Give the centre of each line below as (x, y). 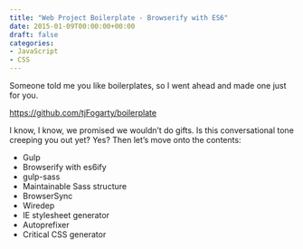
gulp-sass (41, 177)
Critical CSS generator (64, 235)
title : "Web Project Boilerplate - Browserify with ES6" (119, 18)
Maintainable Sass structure (75, 186)
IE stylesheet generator (66, 215)
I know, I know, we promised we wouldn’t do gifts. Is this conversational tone (151, 130)
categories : (32, 43)
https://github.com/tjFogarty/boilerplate (83, 113)
